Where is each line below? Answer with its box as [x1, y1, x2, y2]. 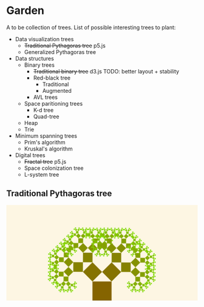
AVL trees [33, 93, 58, 101]
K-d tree [33, 106, 54, 113]
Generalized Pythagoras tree [24, 48, 96, 55]
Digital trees [15, 151, 46, 158]
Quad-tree [33, 113, 59, 120]
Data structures [15, 55, 55, 62]
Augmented [42, 87, 72, 94]
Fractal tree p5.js [24, 158, 67, 165]
